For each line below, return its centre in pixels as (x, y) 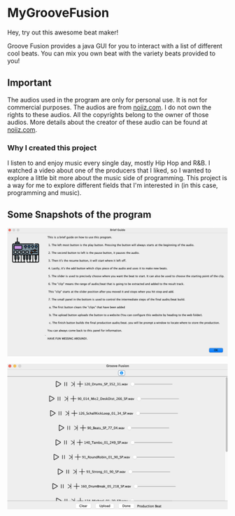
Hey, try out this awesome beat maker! (63, 32)
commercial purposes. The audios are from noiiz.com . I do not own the (109, 107)
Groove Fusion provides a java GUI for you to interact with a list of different (115, 46)
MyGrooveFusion (58, 13)
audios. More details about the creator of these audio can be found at (107, 122)
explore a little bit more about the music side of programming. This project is (117, 178)
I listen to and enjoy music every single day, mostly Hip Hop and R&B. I (109, 163)
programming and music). (44, 193)
